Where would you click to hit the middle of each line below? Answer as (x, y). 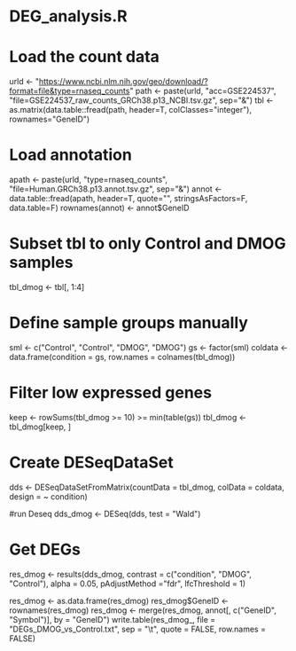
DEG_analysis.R (68, 16)
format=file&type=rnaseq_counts (70, 91)
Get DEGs (45, 549)
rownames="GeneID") (50, 119)
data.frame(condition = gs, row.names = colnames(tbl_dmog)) (122, 357)
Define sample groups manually (129, 323)
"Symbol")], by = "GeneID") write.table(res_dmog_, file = (113, 619)
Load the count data (84, 57)
